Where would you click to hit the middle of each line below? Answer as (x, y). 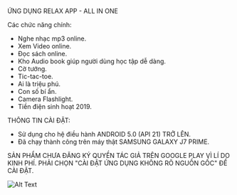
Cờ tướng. (32, 69)
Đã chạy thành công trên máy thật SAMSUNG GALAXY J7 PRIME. (114, 142)
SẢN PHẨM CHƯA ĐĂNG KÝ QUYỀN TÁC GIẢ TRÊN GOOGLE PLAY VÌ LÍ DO (118, 156)
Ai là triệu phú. (39, 84)
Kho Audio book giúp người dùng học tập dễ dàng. (91, 61)
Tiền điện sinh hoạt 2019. (55, 106)
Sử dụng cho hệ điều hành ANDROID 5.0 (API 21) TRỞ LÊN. (104, 134)
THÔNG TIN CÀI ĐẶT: (39, 120)
